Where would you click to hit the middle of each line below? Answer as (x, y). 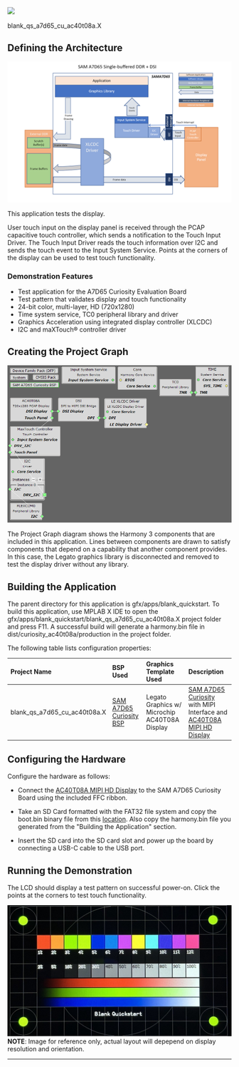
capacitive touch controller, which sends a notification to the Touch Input (114, 234)
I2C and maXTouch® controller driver (72, 330)
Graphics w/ (164, 704)
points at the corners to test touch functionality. (77, 895)
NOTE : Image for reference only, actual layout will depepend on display (112, 1041)
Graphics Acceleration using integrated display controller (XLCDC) (115, 322)
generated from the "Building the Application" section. (97, 827)
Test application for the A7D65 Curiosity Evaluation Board (102, 292)
